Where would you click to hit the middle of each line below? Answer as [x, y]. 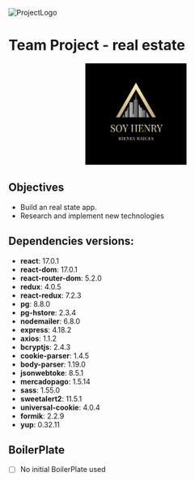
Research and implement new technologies [92, 216]
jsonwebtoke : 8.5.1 [51, 372]
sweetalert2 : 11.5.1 [51, 398]
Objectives [36, 188]
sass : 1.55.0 [40, 390]
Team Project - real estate [97, 45]
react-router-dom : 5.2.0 [61, 278]
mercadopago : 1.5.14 [55, 381]
